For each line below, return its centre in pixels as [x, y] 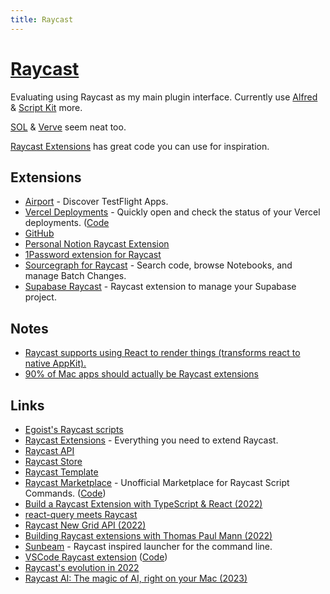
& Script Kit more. [46, 107]
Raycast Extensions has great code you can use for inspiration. [140, 146]
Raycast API [49, 450]
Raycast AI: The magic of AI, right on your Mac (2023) [136, 578]
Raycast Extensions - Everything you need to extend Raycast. [151, 440]
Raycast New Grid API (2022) [85, 525]
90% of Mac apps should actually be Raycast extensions [142, 374]
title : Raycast [42, 19]
